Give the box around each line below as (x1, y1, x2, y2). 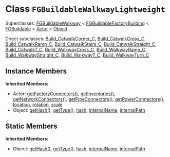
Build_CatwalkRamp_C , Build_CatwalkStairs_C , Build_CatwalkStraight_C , (5, 41, 157, 47)
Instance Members (5, 67, 67, 76)
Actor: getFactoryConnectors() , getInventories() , (12, 91, 116, 97)
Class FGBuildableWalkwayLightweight (5, 3, 166, 15)
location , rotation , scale (12, 101, 63, 108)
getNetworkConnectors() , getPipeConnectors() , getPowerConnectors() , (12, 96, 165, 102)
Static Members (5, 122, 58, 131)
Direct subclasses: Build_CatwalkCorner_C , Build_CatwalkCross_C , (5, 36, 146, 42)
